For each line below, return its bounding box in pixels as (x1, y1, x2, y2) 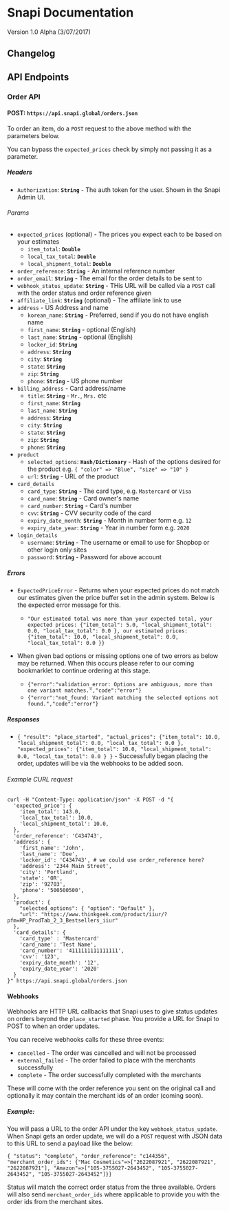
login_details (17, 532, 58, 539)
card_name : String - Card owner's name (27, 494, 140, 503)
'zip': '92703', (19, 881, 67, 888)
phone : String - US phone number (27, 377, 123, 385)
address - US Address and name (17, 304, 109, 312)
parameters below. (7, 131, 61, 139)
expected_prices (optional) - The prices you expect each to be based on (17, 230, 222, 239)
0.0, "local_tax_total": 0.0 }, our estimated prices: (27, 627, 188, 634)
